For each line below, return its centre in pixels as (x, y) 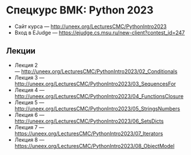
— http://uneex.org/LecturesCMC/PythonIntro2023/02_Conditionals (96, 71)
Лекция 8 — (29, 139)
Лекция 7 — (29, 127)
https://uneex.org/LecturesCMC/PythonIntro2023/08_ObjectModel (94, 146)
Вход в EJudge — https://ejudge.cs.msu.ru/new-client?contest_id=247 (100, 32)
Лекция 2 (26, 65)
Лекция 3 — (29, 77)
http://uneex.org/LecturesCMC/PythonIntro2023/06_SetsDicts (89, 121)
